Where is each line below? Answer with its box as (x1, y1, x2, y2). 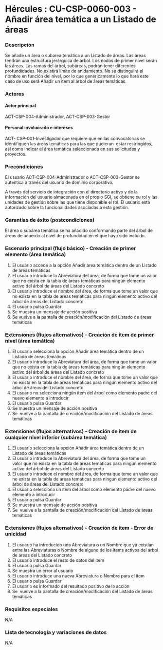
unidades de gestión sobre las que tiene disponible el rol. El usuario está (5, 199, 150, 205)
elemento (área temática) (5, 251, 66, 258)
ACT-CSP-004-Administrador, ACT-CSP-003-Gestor (5, 114, 110, 119)
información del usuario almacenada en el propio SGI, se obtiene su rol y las (5, 194, 158, 200)
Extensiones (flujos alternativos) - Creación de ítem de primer (5, 331, 154, 338)
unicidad (5, 531, 26, 537)
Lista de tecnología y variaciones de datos (5, 629, 107, 635)
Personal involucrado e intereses (5, 125, 73, 131)
